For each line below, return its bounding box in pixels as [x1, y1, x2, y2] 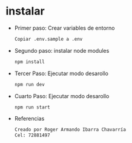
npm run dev [14, 81, 45, 87]
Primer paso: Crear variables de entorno [14, 24, 115, 32]
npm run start [14, 104, 50, 110]
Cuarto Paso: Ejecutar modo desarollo [14, 92, 110, 99]
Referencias [14, 115, 45, 122]
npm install [14, 59, 45, 65]
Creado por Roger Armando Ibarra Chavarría [14, 127, 127, 133]
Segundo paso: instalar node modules [14, 47, 110, 54]
